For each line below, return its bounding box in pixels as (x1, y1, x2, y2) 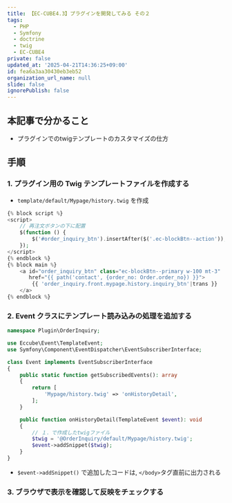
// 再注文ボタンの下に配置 (19, 223, 86, 230)
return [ (32, 385, 57, 392)
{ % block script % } (7, 210, 64, 217)
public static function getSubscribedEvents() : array (19, 372, 177, 378)
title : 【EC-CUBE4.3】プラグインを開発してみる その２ (7, 10, 151, 17)
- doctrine (13, 36, 45, 43)
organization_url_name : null (7, 74, 91, 82)
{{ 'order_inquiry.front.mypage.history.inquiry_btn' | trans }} (32, 281, 217, 288)
